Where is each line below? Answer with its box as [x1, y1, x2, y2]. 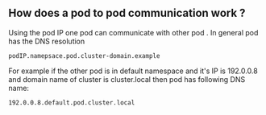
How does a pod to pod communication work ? [8, 6, 246, 20]
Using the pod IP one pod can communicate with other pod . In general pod [8, 27, 259, 37]
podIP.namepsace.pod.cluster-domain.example [8, 51, 160, 60]
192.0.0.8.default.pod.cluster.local [8, 98, 135, 107]
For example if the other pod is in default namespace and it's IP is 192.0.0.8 [8, 66, 258, 76]
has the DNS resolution [8, 36, 85, 46]
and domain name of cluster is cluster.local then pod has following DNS [8, 74, 246, 84]
